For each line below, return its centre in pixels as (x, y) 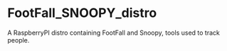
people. (19, 40)
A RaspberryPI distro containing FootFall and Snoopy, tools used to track (114, 33)
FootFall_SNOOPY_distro (82, 13)
